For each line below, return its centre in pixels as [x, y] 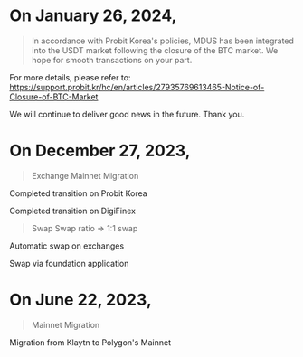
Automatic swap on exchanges [67, 246]
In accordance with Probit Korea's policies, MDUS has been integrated [162, 41]
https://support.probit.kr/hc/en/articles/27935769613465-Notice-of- [137, 87]
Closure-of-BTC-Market [54, 97]
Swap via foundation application [69, 263]
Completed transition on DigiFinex [72, 211]
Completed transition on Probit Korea [78, 193]
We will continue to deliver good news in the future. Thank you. [127, 114]
